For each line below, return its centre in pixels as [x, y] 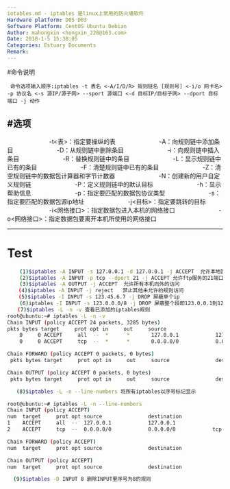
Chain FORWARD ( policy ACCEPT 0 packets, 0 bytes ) [81, 354]
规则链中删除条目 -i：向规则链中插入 [148, 150]
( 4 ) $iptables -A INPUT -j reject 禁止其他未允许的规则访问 [101, 291]
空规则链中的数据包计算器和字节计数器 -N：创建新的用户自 [111, 176]
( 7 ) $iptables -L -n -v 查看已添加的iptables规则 [84, 309]
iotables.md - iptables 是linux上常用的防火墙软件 [76, 13]
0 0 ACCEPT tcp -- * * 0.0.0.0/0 [99, 342]
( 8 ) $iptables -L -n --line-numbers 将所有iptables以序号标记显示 [106, 392]
